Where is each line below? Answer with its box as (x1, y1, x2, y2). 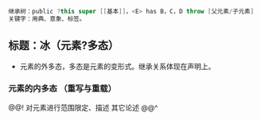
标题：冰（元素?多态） (8, 39, 119, 52)
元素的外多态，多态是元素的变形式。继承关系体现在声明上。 (19, 61, 216, 71)
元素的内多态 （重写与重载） (8, 83, 117, 95)
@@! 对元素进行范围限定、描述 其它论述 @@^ (8, 103, 158, 112)
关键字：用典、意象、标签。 (8, 14, 86, 23)
